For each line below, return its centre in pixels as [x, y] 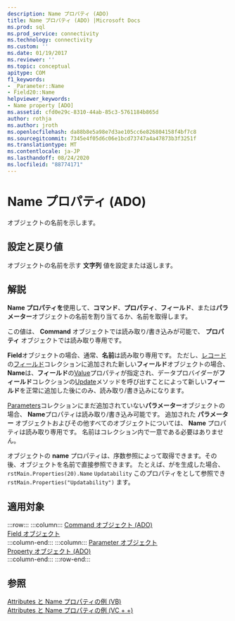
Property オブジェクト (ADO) [49, 551]
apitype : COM [26, 73]
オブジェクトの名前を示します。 [53, 222]
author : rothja [30, 118]
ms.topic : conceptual [39, 66]
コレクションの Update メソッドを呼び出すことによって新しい [119, 382]
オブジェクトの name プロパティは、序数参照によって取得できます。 [106, 456]
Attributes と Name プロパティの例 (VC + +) [70, 610]
